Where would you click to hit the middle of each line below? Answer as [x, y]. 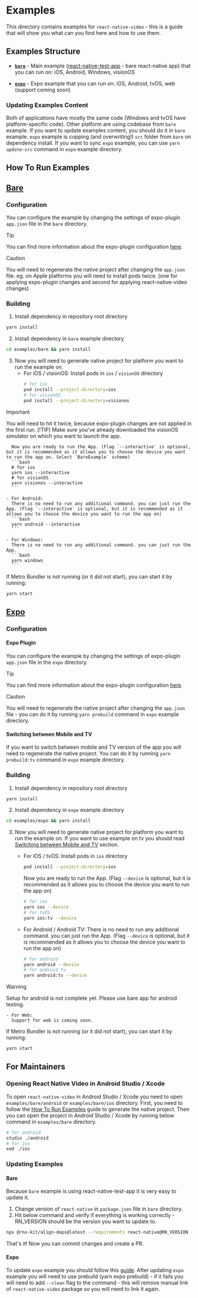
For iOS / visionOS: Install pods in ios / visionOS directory [93, 373]
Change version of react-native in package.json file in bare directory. [99, 1209]
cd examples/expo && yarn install [49, 821]
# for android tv [45, 970]
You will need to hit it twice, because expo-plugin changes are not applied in [99, 423]
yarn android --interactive [46, 524]
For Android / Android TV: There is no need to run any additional [101, 929]
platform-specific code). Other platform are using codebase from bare [91, 124]
